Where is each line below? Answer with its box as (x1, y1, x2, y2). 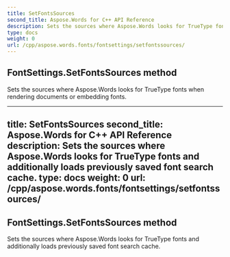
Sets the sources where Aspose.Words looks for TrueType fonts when (7, 85, 205, 93)
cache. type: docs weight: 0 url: (7, 172, 146, 184)
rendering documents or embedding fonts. (7, 92, 127, 100)
